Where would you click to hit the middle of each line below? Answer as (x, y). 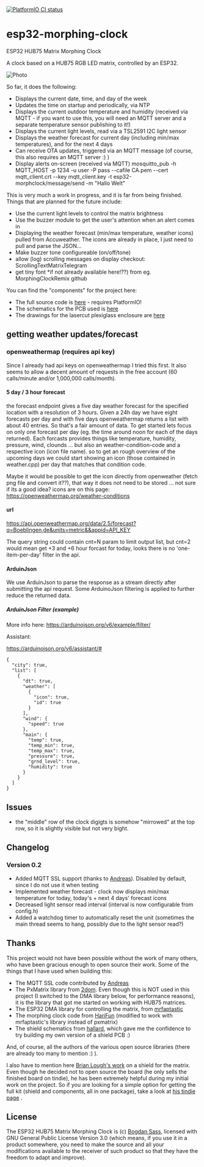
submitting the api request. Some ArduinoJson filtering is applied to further (101, 589)
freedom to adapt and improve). (46, 1158)
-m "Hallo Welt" (105, 183)
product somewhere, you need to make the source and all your (85, 1144)
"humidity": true (50, 767)
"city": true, (30, 665)
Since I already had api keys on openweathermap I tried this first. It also (97, 365)
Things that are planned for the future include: (64, 201)
